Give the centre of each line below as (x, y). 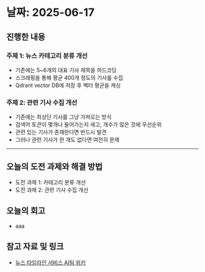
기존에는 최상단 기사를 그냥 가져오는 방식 (63, 117)
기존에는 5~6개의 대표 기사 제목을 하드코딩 (66, 70)
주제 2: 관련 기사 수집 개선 (42, 102)
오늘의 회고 (26, 211)
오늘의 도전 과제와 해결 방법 (54, 166)
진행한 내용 (26, 37)
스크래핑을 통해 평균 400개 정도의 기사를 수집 (69, 77)
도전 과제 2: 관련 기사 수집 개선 (52, 190)
